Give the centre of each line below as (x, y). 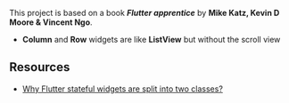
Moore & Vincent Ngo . (51, 22)
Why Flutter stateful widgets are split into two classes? (122, 89)
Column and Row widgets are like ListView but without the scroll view (151, 40)
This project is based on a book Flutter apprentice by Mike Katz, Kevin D (144, 13)
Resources (40, 67)
